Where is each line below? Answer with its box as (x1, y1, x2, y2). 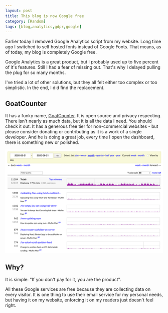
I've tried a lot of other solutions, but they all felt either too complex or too (5, 80, 157, 86)
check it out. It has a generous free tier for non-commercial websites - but (5, 123, 158, 129)
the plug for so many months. (5, 69, 66, 75)
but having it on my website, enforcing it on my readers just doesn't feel (5, 297, 154, 303)
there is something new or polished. (5, 139, 79, 145)
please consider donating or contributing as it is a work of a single (5, 129, 142, 135)
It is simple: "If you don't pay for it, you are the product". (5, 276, 121, 282)
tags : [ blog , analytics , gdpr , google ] (5, 24, 82, 29)
